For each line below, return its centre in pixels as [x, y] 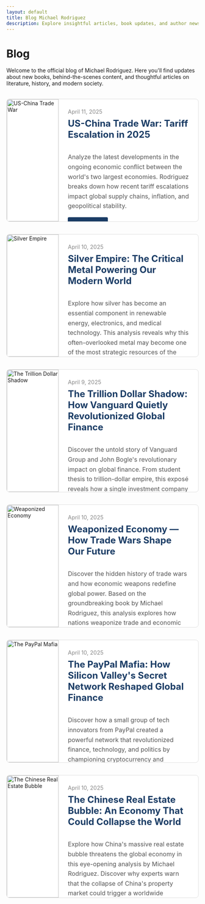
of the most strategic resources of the [122, 352]
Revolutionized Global [117, 416]
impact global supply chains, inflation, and [128, 196]
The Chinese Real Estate [122, 800]
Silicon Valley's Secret [118, 676]
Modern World [100, 281]
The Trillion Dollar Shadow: [128, 394]
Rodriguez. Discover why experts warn [124, 873]
